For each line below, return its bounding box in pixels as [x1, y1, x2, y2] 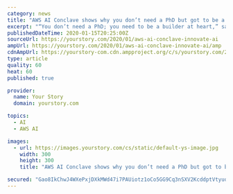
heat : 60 [7, 68, 33, 75]
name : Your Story [13, 94, 64, 100]
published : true [7, 74, 54, 82]
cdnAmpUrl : [7, 49, 39, 56]
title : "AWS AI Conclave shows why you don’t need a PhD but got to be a [7, 17, 225, 24]
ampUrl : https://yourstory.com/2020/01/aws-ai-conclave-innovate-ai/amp [7, 42, 222, 49]
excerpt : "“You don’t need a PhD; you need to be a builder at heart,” [7, 23, 218, 30]
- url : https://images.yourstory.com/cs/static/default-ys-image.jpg [13, 144, 218, 151]
